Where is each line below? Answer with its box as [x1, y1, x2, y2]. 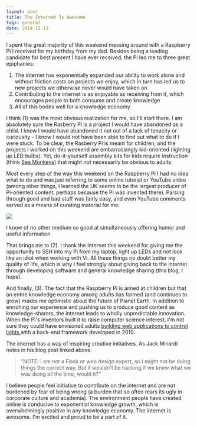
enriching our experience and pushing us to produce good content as [6, 304, 175, 311]
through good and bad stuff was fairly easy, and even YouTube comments [6, 195, 186, 202]
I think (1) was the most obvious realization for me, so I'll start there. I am [6, 115, 183, 122]
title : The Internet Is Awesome [6, 14, 86, 20]
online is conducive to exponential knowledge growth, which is [6, 401, 159, 408]
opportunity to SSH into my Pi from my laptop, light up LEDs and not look [6, 248, 183, 255]
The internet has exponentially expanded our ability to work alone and [14, 72, 185, 79]
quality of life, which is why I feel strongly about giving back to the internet [6, 261, 188, 268]
